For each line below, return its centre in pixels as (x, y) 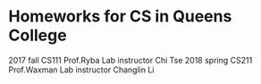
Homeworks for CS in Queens (120, 17)
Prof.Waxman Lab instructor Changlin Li (81, 70)
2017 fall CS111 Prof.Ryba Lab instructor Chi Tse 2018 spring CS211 (130, 60)
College (38, 35)
